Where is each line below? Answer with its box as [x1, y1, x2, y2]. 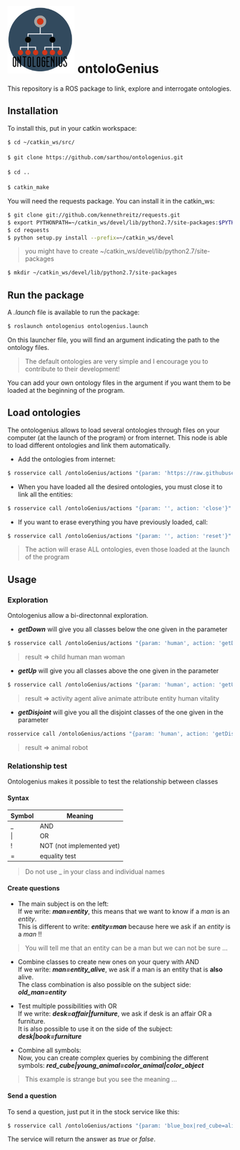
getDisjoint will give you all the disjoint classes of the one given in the [17, 708, 224, 716]
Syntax [7, 794, 29, 802]
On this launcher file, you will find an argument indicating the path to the [7, 335, 220, 344]
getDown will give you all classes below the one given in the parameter [17, 625, 228, 634]
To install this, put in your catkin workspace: [7, 124, 137, 132]
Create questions [7, 884, 60, 892]
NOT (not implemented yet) [39, 841, 120, 850]
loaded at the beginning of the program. [7, 386, 125, 394]
